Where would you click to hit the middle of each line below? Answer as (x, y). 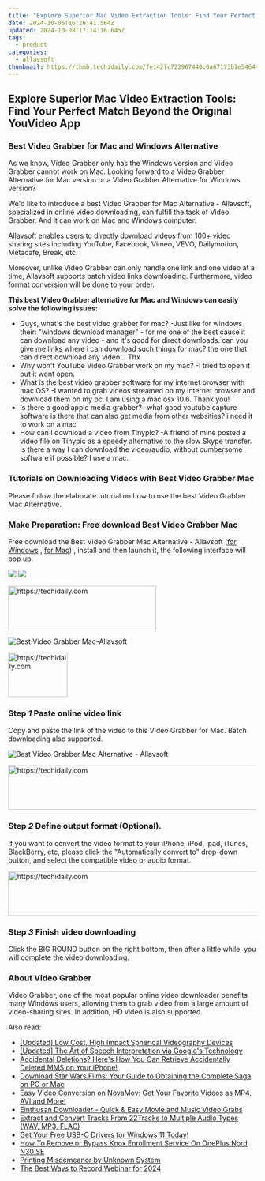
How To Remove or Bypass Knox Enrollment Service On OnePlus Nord (133, 1143)
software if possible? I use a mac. (74, 458)
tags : (17, 38)
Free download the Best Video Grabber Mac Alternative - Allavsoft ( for (122, 542)
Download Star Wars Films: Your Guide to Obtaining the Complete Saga (135, 1076)
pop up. (21, 559)
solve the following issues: (53, 308)
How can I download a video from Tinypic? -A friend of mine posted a (133, 433)
